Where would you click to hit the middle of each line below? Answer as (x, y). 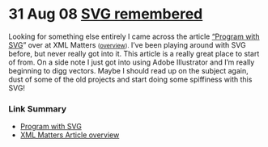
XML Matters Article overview (70, 135)
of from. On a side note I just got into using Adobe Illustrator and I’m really (132, 62)
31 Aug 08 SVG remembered (106, 14)
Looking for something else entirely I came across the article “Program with (134, 36)
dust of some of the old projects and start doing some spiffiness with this (130, 79)
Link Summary (38, 108)
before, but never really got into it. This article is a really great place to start (134, 53)
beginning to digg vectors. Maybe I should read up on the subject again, (128, 70)
